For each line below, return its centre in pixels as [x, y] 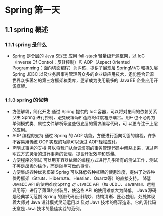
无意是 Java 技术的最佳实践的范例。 [48, 209]
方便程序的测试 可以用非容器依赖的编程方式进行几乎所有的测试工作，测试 [85, 160]
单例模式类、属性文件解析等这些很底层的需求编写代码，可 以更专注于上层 [85, 124]
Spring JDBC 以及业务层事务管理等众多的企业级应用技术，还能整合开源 [83, 74]
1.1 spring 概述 [26, 29]
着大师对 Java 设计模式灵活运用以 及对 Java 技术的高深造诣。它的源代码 [84, 202]
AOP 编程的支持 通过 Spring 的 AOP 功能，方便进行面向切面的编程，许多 [84, 136]
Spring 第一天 [33, 10]
